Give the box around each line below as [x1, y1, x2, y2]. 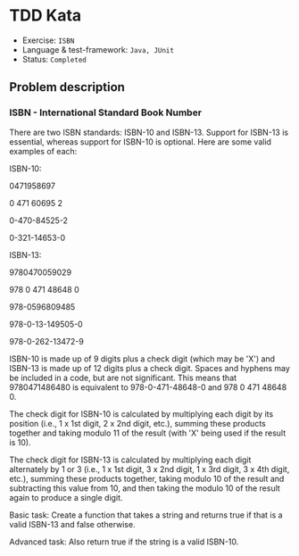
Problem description [9, 79, 125, 95]
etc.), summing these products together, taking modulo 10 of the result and [9, 473, 285, 484]
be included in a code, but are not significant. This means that [9, 372, 237, 383]
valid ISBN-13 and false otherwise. [9, 519, 136, 529]
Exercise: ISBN [21, 35, 75, 46]
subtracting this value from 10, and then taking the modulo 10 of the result [9, 483, 281, 494]
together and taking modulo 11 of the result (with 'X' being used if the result [9, 427, 287, 438]
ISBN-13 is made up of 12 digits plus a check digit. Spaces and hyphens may [9, 362, 290, 373]
